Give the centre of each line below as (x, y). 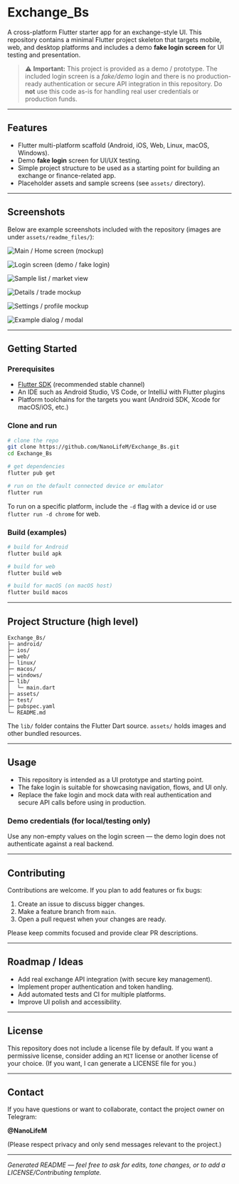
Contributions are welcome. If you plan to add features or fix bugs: (105, 890)
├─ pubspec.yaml (31, 707)
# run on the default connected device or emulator (85, 486)
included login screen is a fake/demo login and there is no (110, 76)
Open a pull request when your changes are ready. (92, 919)
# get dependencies (36, 467)
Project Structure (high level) (73, 622)
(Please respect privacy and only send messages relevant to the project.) (115, 1145)
